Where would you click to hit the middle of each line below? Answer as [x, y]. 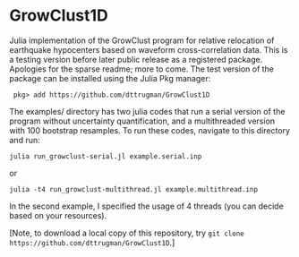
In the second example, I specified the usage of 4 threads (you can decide [146, 206]
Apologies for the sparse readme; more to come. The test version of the [142, 69]
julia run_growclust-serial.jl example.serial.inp [106, 156]
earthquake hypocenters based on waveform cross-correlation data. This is [149, 49]
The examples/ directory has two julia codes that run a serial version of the [147, 111]
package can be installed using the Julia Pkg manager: [110, 78]
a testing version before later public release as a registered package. [136, 59]
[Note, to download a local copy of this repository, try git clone [127, 233]
